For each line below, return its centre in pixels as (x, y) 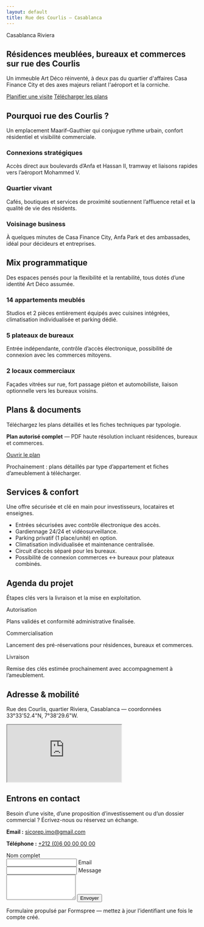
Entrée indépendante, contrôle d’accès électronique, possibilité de (89, 349)
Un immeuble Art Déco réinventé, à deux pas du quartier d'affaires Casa (97, 78)
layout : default (27, 12)
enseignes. (20, 514)
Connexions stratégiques (44, 153)
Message (90, 870)
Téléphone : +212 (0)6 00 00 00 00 (51, 843)
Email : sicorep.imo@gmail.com (46, 832)
